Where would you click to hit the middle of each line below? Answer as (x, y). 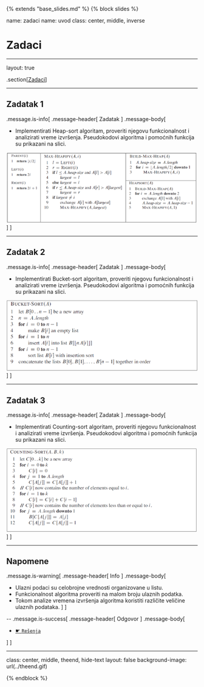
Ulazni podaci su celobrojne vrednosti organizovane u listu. (89, 588)
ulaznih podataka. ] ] (41, 607)
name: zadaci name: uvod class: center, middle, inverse (76, 20)
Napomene (28, 561)
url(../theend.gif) (27, 666)
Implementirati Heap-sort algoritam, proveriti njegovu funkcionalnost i (102, 131)
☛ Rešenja (28, 631)
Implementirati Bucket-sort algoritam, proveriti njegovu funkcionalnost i (104, 279)
